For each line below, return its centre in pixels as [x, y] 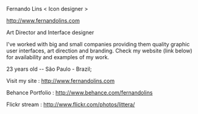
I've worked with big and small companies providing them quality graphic [98, 44]
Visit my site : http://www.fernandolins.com [60, 81]
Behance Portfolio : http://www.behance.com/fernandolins [80, 93]
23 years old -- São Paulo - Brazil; [49, 69]
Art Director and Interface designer [50, 32]
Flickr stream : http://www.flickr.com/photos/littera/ [71, 104]
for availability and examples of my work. [58, 57]
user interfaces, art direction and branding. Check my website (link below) [100, 51]
